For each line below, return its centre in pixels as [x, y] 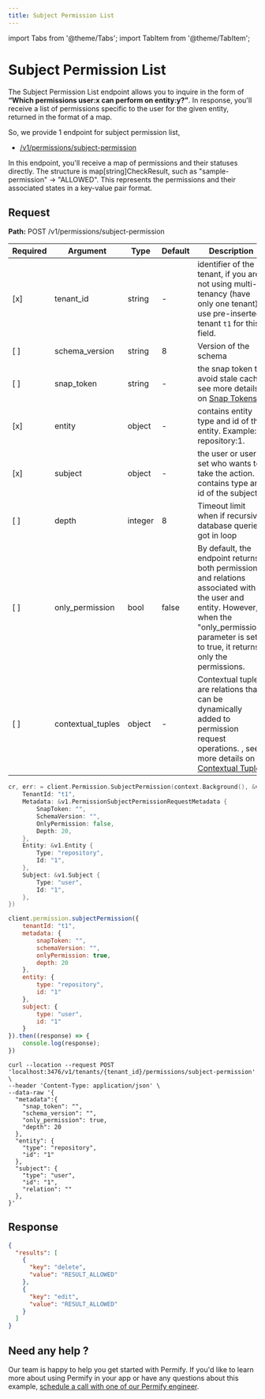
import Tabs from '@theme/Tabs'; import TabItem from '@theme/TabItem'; [129, 38]
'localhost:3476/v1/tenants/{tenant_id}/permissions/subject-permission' [132, 1072]
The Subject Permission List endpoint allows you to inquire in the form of [126, 92]
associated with [226, 588]
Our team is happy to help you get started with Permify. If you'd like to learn [131, 1369]
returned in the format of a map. [60, 117]
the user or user [227, 454]
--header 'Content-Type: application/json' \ [84, 1086]
